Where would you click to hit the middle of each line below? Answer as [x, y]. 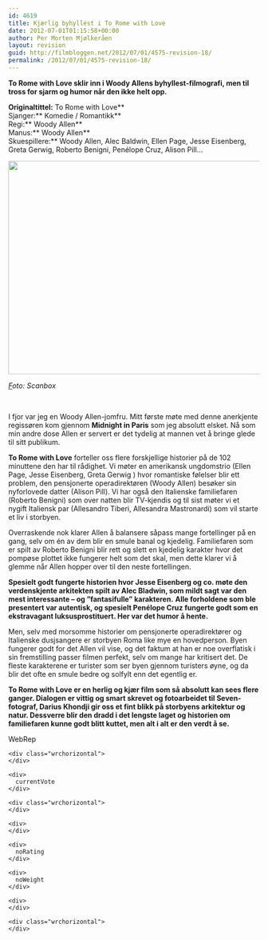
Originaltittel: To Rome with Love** [67, 107]
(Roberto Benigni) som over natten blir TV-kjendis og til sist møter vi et [124, 500]
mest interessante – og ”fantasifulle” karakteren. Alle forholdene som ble [132, 599]
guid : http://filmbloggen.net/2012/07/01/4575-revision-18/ [110, 53]
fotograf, [23, 706]
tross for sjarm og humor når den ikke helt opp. [88, 91]
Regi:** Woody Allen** [45, 124]
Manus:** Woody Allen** [49, 132]
